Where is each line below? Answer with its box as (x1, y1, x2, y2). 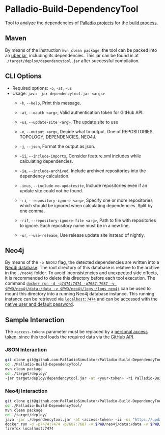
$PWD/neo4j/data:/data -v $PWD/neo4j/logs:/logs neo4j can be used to (5, 286, 151, 291)
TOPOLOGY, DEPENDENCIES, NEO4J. (19, 134, 97, 140)
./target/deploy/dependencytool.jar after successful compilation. (5, 58, 140, 64)
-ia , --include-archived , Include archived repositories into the (19, 168, 146, 174)
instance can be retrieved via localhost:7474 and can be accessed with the (5, 296, 158, 302)
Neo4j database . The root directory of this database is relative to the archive (5, 265, 160, 271)
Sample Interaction (5, 316, 65, 324)
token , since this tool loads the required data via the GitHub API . (5, 334, 135, 340)
